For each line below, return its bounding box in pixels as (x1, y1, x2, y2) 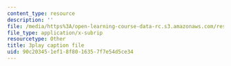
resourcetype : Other (7, 36, 67, 43)
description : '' (7, 16, 54, 23)
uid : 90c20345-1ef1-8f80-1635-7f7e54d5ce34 (7, 49, 134, 56)
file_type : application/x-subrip (7, 29, 103, 36)
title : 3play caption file (7, 42, 85, 49)
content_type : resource (7, 10, 76, 17)
